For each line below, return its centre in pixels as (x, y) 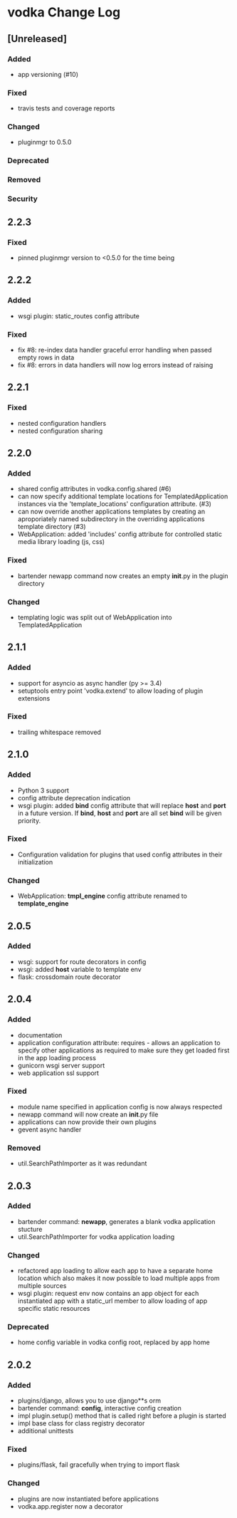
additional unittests (46, 1431)
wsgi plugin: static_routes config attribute (79, 316)
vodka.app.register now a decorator (70, 1506)
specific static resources (54, 1309)
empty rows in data (46, 357)
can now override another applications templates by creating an (111, 512)
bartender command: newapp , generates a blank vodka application (116, 1221)
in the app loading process (57, 1057)
